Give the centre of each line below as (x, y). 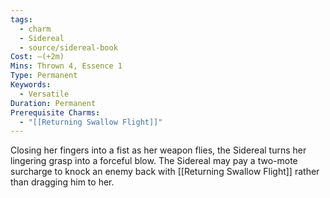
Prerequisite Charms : (55, 112)
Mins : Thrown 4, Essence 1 (66, 66)
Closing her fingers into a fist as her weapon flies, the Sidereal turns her (158, 150)
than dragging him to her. (62, 182)
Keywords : (31, 85)
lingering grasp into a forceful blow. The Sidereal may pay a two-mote (154, 161)
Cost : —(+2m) (37, 57)
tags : (21, 19)
